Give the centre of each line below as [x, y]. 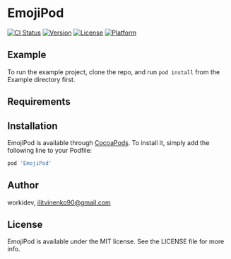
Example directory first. [41, 79]
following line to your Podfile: [50, 150]
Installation [32, 126]
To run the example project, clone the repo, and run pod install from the [114, 71]
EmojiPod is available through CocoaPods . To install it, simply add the [108, 142]
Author [23, 185]
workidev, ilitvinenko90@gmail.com [59, 202]
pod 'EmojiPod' [30, 163]
